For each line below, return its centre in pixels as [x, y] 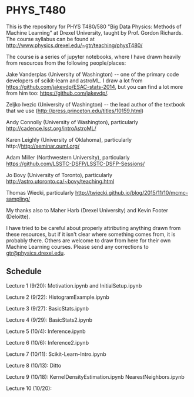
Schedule [24, 271]
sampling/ [18, 199]
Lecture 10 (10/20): [29, 388]
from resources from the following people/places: [66, 63]
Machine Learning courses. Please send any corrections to [77, 246]
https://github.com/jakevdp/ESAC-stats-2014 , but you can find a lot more [95, 86]
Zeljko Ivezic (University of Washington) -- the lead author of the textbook [96, 104]
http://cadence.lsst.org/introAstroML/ [51, 128]
